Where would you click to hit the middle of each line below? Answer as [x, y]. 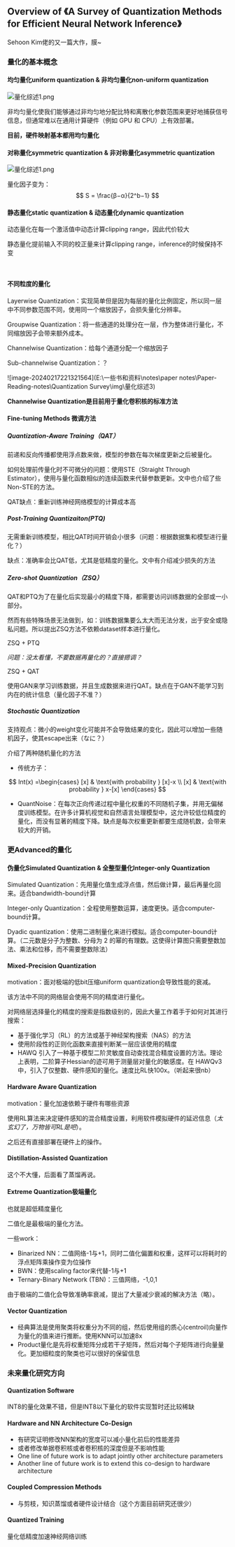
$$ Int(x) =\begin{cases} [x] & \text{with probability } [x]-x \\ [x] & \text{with [117, 782]
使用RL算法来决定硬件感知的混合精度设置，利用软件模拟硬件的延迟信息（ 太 [115, 1118]
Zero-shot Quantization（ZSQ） [55, 577]
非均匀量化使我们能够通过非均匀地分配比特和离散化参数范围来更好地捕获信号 [117, 111]
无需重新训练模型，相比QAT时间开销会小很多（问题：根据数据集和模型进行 [114, 537]
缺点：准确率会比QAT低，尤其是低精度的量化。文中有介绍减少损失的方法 [111, 561]
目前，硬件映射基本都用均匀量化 [53, 135]
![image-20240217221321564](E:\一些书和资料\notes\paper [93, 377]
